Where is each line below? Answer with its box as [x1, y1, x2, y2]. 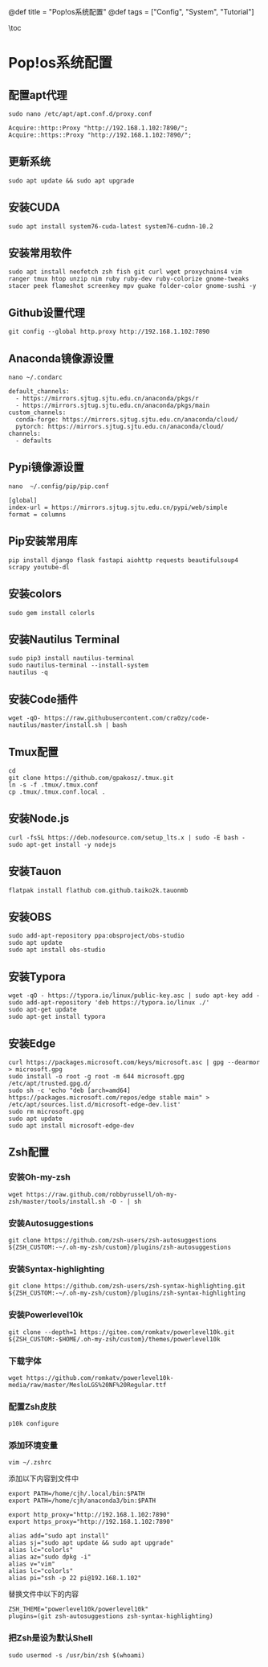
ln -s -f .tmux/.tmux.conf [8, 781, 99, 789]
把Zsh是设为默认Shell [8, 1632, 93, 1644]
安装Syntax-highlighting [8, 1263, 105, 1275]
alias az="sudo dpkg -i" [8, 1553, 91, 1562]
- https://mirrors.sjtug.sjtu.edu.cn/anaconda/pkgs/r [15, 395, 199, 403]
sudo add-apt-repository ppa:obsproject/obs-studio [8, 932, 185, 940]
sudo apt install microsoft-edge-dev [8, 1122, 135, 1130]
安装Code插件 [8, 692, 79, 706]
